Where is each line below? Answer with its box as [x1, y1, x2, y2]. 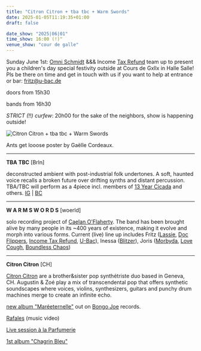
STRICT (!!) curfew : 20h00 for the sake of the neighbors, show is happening [6, 112, 193, 119]
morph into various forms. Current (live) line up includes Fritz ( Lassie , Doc [6, 231, 188, 238]
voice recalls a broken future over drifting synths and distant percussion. [6, 177, 185, 184]
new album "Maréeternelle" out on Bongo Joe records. [6, 303, 141, 310]
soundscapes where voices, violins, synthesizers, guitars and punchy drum [6, 285, 192, 292]
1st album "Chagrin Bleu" [6, 338, 68, 344]
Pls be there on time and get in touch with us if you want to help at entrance [6, 71, 193, 78]
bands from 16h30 [6, 100, 51, 108]
